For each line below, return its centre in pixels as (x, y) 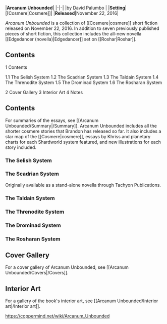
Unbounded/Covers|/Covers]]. (37, 273)
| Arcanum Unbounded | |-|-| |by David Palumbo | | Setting (65, 8)
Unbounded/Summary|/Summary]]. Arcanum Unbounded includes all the (81, 126)
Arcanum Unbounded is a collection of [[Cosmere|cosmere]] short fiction (81, 23)
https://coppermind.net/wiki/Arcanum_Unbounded (58, 316)
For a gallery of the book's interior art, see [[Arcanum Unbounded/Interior (82, 301)
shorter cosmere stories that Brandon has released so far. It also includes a (83, 131)
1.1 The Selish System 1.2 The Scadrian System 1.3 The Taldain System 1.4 (82, 77)
